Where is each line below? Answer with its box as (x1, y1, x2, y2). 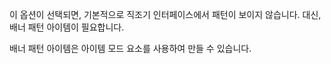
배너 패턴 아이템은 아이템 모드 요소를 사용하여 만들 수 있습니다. (9, 43, 252, 54)
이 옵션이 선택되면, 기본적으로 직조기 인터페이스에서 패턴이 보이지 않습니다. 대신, (9, 9, 322, 20)
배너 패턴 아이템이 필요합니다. (9, 21, 125, 33)
